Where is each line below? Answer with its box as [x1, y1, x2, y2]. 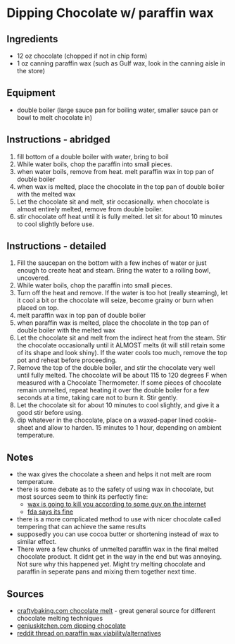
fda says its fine [27, 507, 74, 516]
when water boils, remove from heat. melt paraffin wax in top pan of [16, 167, 215, 175]
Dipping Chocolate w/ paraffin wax [6, 5, 214, 21]
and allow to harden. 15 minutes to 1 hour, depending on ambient [34, 423, 222, 432]
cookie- [193, 416, 217, 424]
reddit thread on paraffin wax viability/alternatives [16, 629, 161, 638]
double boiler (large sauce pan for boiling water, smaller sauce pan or [16, 106, 219, 114]
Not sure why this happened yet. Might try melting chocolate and [16, 560, 205, 569]
